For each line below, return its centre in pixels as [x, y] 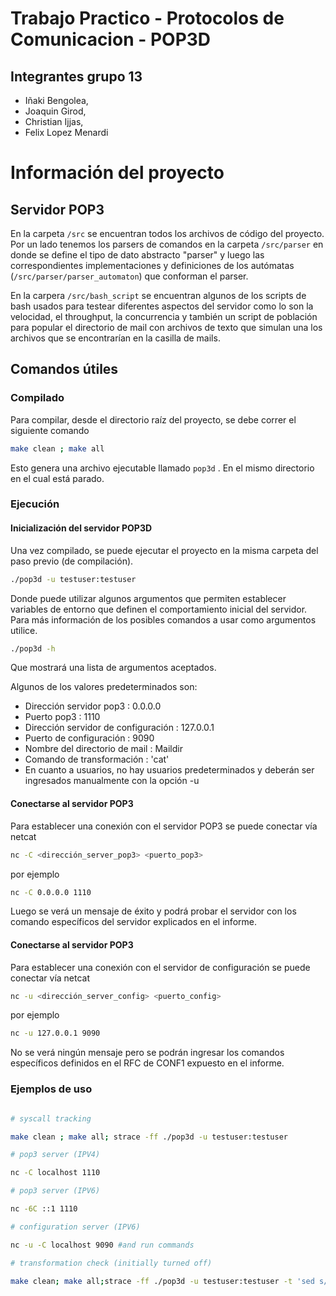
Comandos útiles [64, 369]
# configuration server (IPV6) [75, 1227]
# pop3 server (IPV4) [55, 1155]
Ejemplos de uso [51, 1089]
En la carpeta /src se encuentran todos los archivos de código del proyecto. [167, 233]
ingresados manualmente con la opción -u [112, 781]
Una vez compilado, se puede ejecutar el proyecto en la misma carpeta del [164, 550]
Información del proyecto [117, 173]
